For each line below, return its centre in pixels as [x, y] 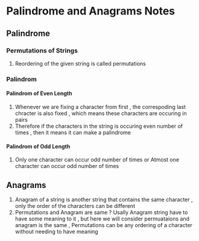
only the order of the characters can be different [75, 206]
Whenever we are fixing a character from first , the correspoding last [100, 107]
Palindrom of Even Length [39, 93]
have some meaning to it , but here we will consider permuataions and [102, 219]
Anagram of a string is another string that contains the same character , [104, 199]
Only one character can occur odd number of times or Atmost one [97, 160]
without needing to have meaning [56, 232]
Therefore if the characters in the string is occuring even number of [99, 126]
